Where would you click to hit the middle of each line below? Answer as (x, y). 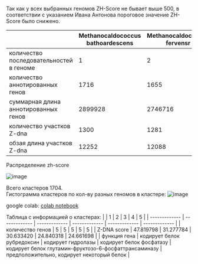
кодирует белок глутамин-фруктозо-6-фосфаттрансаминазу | (84, 248)
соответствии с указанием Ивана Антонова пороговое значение (88, 15)
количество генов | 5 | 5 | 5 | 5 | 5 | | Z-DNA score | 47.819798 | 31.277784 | (99, 229)
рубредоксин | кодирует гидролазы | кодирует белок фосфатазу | (89, 242)
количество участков (40, 126)
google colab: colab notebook (42, 206)
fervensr (178, 43)
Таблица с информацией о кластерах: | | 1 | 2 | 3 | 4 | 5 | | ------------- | (95, 217)
